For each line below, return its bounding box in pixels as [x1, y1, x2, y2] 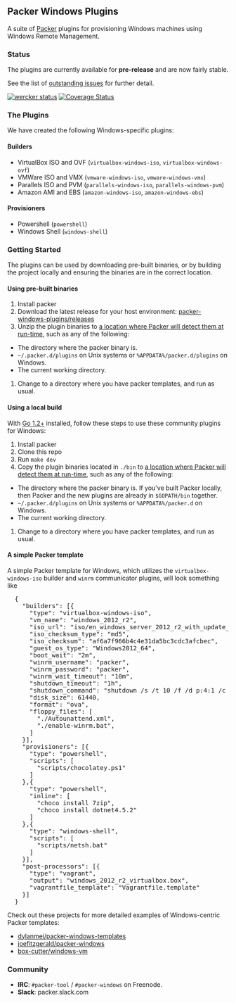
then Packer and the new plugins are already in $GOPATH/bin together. [17, 491, 218, 499]
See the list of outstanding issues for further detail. [7, 79, 155, 87]
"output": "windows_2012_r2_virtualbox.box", [29, 876, 190, 884]
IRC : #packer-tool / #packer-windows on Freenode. [17, 980, 163, 989]
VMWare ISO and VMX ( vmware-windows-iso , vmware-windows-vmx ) [17, 172, 206, 182]
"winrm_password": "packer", [29, 665, 130, 673]
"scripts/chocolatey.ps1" [37, 764, 126, 771]
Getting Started [7, 244, 61, 254]
